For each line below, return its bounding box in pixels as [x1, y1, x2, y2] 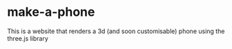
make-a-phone [7, 4, 95, 20]
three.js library [7, 34, 48, 42]
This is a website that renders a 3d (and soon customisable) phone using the [7, 27, 225, 35]
